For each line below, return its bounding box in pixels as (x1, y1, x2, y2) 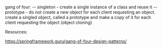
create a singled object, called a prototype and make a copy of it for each (5, 15, 151, 20)
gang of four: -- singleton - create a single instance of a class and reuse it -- (5, 4, 158, 10)
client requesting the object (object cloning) (5, 19, 92, 25)
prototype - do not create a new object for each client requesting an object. (5, 9, 156, 15)
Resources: (5, 29, 28, 34)
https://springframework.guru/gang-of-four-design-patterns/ (5, 38, 127, 44)
